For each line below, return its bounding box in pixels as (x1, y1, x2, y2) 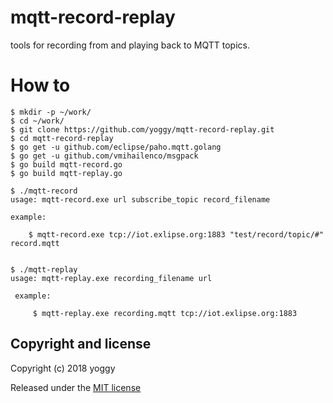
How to (10, 74, 71, 97)
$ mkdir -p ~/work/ (10, 107, 92, 117)
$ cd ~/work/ (10, 116, 65, 126)
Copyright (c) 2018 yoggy (10, 362, 116, 374)
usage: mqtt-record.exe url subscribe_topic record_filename (10, 194, 271, 205)
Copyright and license (10, 336, 152, 353)
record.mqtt (10, 238, 60, 248)
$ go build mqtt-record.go (10, 159, 123, 170)
